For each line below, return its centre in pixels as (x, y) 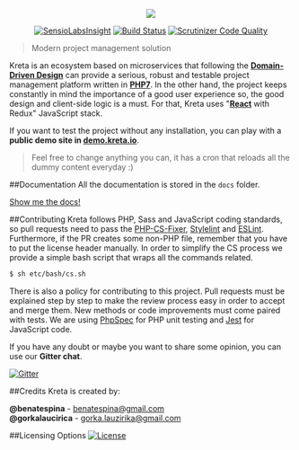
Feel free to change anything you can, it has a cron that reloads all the (160, 158)
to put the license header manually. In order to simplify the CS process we (146, 248)
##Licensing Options (48, 435)
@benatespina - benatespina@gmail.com (87, 408)
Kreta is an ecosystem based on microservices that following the (129, 66)
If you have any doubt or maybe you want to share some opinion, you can (145, 347)
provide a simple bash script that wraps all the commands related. (131, 257)
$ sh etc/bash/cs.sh (48, 274)
